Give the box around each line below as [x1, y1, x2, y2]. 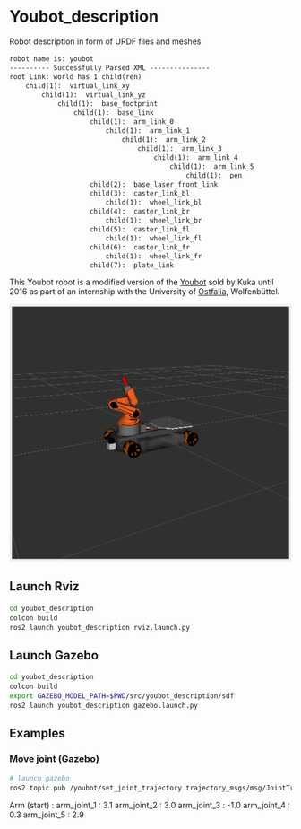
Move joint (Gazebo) [9, 753, 100, 765]
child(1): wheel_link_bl [105, 197, 202, 207]
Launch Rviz [9, 579, 80, 594]
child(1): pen [185, 170, 243, 180]
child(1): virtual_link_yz [41, 90, 146, 100]
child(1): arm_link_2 [121, 135, 206, 144]
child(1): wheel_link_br [105, 215, 202, 225]
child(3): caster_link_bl [89, 188, 191, 198]
